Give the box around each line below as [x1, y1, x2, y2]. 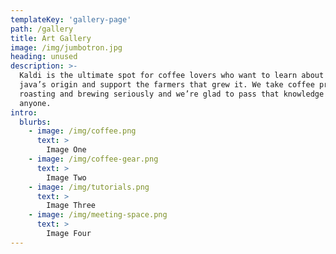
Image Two [46, 172, 87, 183]
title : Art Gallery [10, 33, 92, 43]
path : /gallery [10, 24, 74, 34]
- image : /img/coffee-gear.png [28, 154, 159, 164]
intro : [10, 107, 38, 118]
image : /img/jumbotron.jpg [10, 42, 123, 53]
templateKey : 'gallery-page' [10, 14, 132, 25]
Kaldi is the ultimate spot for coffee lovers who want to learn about [19, 71, 325, 81]
